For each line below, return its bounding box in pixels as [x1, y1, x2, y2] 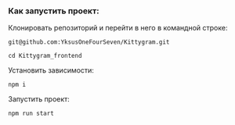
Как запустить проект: [8, 5, 99, 16]
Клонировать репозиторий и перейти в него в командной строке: [8, 23, 228, 33]
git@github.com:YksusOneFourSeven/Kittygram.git [8, 38, 170, 46]
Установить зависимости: [8, 66, 94, 75]
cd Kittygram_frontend [8, 52, 82, 60]
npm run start [8, 109, 55, 118]
